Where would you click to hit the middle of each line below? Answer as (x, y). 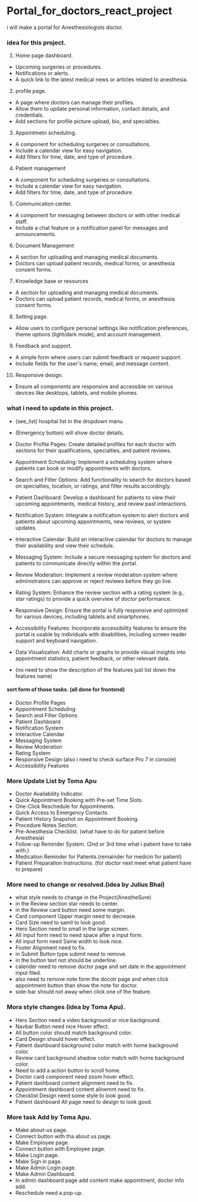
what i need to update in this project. (60, 408)
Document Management (44, 246)
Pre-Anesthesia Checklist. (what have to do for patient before (90, 832)
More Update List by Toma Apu (52, 781)
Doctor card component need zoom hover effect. (75, 1077)
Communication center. (44, 204)
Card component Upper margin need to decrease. (76, 916)
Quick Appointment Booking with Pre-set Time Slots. (79, 800)
